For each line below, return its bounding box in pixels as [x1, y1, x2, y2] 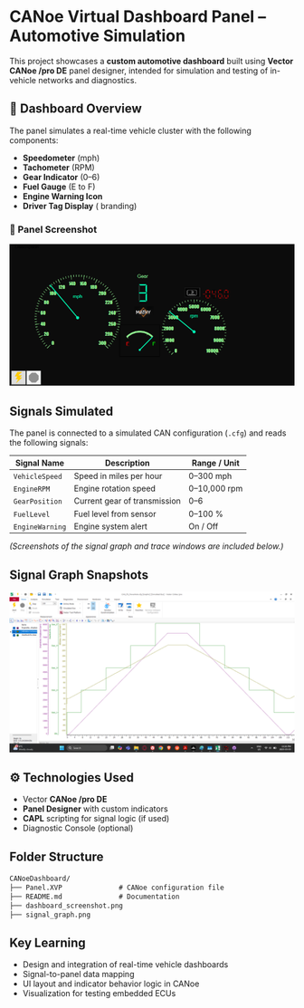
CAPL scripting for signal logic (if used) [22, 813, 170, 824]
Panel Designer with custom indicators [22, 803, 169, 814]
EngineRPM [13, 485, 51, 494]
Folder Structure [9, 849, 104, 864]
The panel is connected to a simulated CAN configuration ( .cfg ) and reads [9, 427, 287, 438]
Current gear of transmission [73, 495, 181, 506]
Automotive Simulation [9, 25, 185, 46]
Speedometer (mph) [22, 152, 100, 163]
